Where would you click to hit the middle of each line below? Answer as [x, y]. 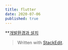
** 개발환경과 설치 [22, 33]
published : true [22, 18]
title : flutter [21, 9]
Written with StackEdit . [40, 43]
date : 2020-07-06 [23, 14]
